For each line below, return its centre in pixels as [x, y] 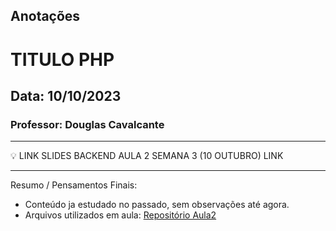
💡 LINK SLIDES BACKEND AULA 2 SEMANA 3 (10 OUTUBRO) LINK [147, 156]
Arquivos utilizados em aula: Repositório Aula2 [120, 215]
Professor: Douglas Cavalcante [87, 124]
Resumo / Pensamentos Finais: [74, 185]
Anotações [45, 16]
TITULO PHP [62, 59]
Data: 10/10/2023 [66, 95]
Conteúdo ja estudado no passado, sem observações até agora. [157, 205]
